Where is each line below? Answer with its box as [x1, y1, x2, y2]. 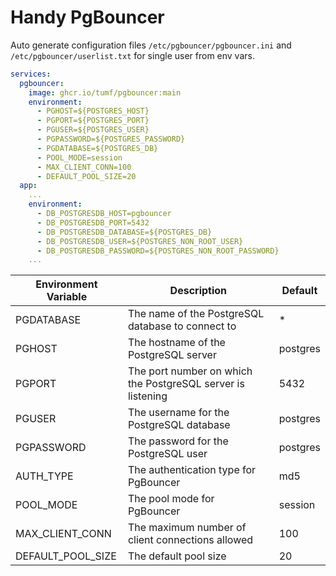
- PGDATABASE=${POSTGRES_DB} [36, 143, 159, 153]
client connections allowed [127, 533, 254, 547]
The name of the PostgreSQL [127, 307, 265, 321]
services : [10, 69, 52, 79]
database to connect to [127, 319, 237, 333]
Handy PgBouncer [10, 6, 165, 29]
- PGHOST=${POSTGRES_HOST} [36, 106, 150, 116]
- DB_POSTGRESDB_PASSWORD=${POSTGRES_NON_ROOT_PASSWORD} [36, 246, 280, 256]
